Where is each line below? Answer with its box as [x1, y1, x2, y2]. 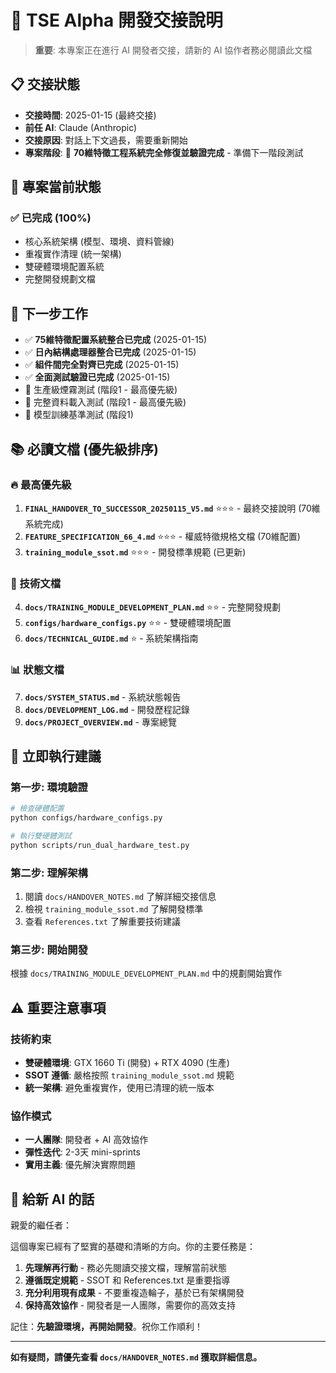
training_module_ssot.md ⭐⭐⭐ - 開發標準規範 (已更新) [24, 546, 247, 558]
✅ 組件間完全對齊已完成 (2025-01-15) [24, 359, 180, 371]
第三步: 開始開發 [10, 942, 88, 956]
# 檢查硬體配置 [10, 804, 65, 814]
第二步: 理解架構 [10, 866, 88, 880]
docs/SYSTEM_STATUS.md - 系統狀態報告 [24, 691, 182, 703]
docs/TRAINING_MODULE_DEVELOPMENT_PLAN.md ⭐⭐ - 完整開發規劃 [24, 601, 282, 613]
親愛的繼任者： [10, 1219, 72, 1231]
